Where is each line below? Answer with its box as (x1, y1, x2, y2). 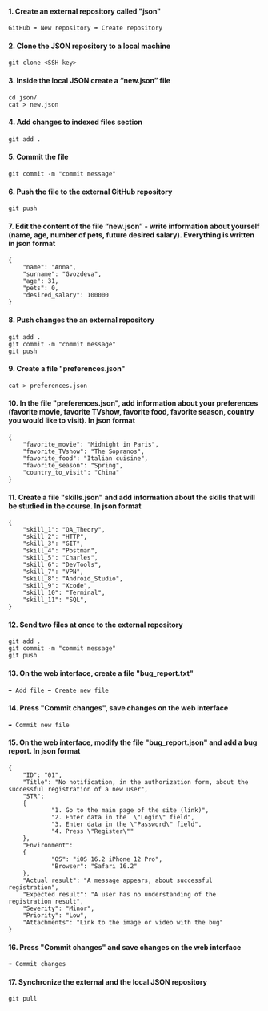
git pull (8, 995, 38, 1003)
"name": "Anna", (22, 263, 78, 272)
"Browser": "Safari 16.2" (50, 863, 138, 871)
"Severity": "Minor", (22, 904, 94, 913)
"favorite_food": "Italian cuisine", (22, 455, 149, 463)
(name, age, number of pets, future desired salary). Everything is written (8, 229, 254, 240)
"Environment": (22, 842, 74, 850)
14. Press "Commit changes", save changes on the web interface (8, 703, 229, 713)
